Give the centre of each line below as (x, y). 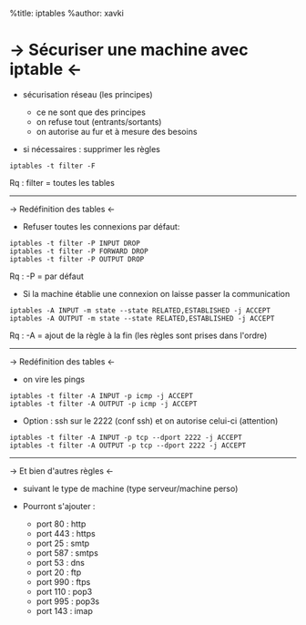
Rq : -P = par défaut (46, 276)
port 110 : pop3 (64, 591)
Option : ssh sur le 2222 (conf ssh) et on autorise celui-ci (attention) (150, 420)
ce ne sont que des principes (91, 112)
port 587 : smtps (67, 553)
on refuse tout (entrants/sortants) (99, 121)
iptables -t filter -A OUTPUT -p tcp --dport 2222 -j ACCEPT (128, 446)
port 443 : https (66, 533)
